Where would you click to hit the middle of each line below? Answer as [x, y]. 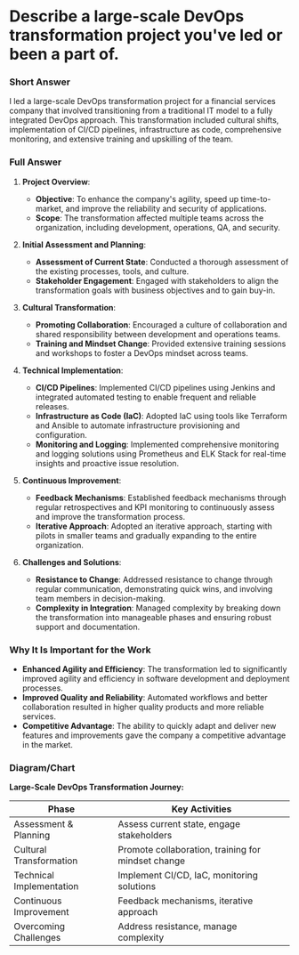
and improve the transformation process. [110, 516]
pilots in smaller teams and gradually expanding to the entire [146, 535]
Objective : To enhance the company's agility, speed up [137, 198]
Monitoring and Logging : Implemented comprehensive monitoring [157, 444]
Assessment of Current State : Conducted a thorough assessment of [162, 262]
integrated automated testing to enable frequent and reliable [145, 397]
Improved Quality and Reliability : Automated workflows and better [145, 698]
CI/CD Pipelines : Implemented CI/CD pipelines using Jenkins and [155, 387]
